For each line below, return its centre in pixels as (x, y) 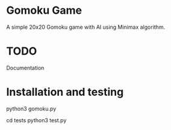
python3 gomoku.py (31, 108)
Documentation (25, 68)
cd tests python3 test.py (36, 120)
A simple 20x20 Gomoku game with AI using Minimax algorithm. (86, 27)
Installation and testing (65, 92)
